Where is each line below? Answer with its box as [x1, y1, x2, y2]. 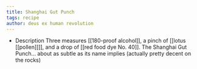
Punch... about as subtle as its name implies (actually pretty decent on [15, 50, 192, 57]
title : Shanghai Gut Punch [6, 9, 75, 15]
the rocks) [15, 56, 41, 64]
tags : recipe [6, 15, 40, 21]
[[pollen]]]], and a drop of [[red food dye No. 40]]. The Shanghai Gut [15, 43, 187, 51]
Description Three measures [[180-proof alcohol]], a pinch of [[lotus [15, 37, 186, 45]
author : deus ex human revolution [6, 20, 94, 26]
